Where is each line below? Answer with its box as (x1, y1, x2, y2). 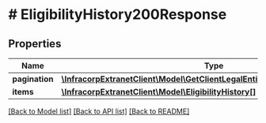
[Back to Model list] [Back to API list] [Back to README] (8, 106, 190, 116)
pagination (12, 73, 54, 84)
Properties (8, 37, 62, 50)
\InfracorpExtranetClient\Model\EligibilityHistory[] (61, 87, 256, 97)
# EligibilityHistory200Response (8, 6, 227, 24)
